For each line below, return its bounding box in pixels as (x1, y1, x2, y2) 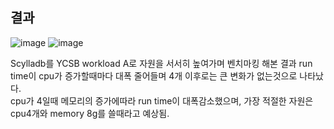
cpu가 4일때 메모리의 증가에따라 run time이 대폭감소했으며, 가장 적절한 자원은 (10, 94, 314, 107)
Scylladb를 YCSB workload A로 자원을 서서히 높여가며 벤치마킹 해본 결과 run (10, 57, 313, 69)
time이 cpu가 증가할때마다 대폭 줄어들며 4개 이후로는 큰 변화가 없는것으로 (10, 69, 298, 82)
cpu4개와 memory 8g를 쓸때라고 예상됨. (10, 107, 170, 119)
